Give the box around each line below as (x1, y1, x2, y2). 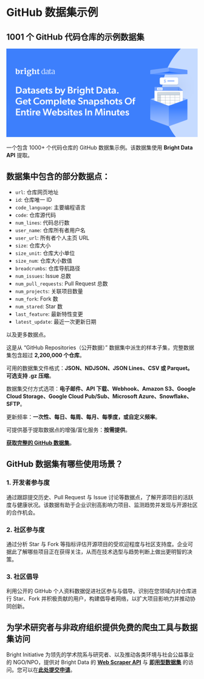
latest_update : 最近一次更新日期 (15, 318, 97, 325)
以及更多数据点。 (6, 331, 49, 338)
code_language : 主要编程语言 (15, 204, 86, 211)
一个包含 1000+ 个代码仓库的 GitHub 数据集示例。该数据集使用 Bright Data (6, 144, 193, 151)
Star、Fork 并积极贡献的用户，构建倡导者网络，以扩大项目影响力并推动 (13, 595, 190, 602)
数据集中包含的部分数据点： (6, 171, 110, 182)
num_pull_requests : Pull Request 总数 (15, 280, 108, 287)
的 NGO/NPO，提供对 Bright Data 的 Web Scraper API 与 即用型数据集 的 (6, 659, 188, 666)
